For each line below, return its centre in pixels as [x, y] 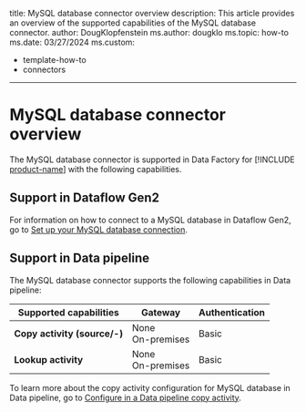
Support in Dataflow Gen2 [84, 198]
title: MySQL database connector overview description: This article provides [152, 13]
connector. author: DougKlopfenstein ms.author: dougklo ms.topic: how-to [149, 32]
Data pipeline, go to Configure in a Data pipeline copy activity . [125, 397]
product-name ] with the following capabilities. [96, 169]
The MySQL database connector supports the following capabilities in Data [150, 280]
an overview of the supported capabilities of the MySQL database [133, 23]
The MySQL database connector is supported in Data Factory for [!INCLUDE [153, 160]
